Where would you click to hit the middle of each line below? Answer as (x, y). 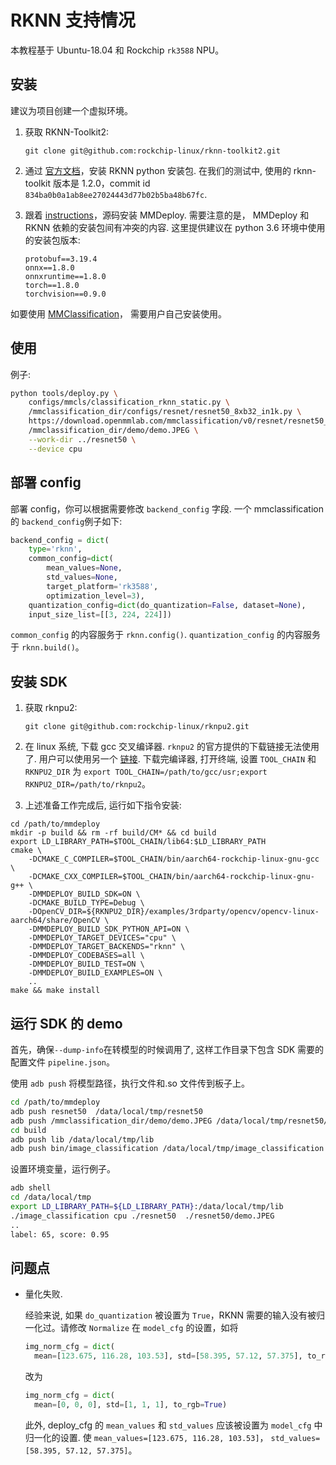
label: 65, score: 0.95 (60, 1234)
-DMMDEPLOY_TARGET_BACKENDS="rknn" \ (107, 947)
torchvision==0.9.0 (65, 294)
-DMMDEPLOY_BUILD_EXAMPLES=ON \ (95, 973)
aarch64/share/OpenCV (55, 921)
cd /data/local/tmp (51, 1197)
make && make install (55, 991)
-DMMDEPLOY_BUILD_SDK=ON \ (84, 894)
